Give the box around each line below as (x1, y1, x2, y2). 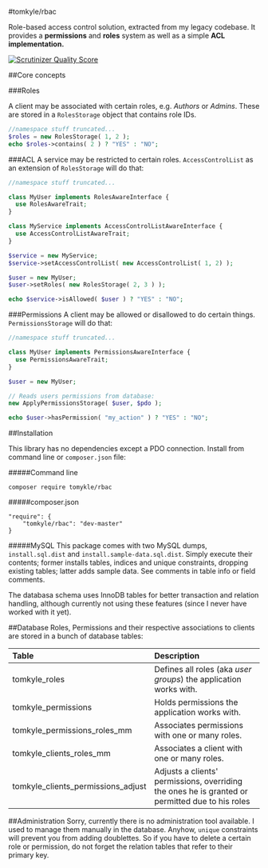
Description (154, 650, 200, 662)
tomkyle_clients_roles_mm (12, 748, 111, 759)
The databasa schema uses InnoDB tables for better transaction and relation (8, 590, 259, 600)
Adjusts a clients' (154, 766, 219, 777)
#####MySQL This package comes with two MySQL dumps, (8, 541, 207, 550)
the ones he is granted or (154, 786, 249, 797)
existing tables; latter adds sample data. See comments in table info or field (8, 566, 256, 576)
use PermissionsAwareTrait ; (15, 355, 109, 363)
